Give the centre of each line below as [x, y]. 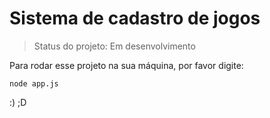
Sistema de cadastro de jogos [135, 18]
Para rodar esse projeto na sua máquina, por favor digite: [126, 65]
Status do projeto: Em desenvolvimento [114, 46]
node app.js [34, 83]
